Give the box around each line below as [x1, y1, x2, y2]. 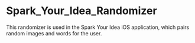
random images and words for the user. [6, 29, 102, 37]
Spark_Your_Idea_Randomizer [6, 4, 158, 18]
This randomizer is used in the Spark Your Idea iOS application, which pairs [6, 24, 190, 31]
